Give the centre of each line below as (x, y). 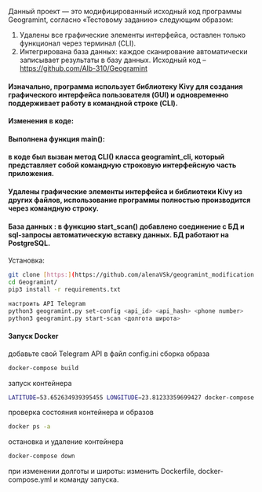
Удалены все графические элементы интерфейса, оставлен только (132, 35)
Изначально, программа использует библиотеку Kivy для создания (126, 86)
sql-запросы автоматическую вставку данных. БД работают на (118, 234)
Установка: (27, 261)
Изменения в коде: (41, 121)
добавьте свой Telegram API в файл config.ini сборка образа (109, 354)
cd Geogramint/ (33, 282)
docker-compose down (42, 456)
